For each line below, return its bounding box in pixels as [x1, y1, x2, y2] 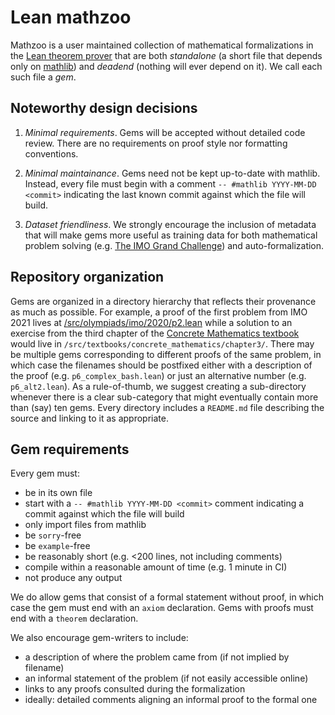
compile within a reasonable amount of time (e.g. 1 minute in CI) [24, 561, 288, 573]
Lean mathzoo [10, 6, 132, 29]
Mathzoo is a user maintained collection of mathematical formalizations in [10, 39, 314, 51]
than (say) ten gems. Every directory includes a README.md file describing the [10, 401, 325, 413]
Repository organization [10, 269, 165, 286]
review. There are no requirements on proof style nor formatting [24, 137, 288, 149]
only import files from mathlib [24, 519, 147, 531]
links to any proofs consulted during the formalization [24, 683, 246, 695]
